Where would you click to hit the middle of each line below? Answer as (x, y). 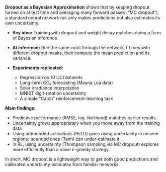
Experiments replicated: (38, 68)
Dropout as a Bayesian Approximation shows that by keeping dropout (77, 7)
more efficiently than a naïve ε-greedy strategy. (61, 149)
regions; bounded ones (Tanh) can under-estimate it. (66, 139)
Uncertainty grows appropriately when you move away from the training (86, 123)
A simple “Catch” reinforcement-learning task (66, 98)
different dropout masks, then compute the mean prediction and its (81, 53)
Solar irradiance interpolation (49, 88)
